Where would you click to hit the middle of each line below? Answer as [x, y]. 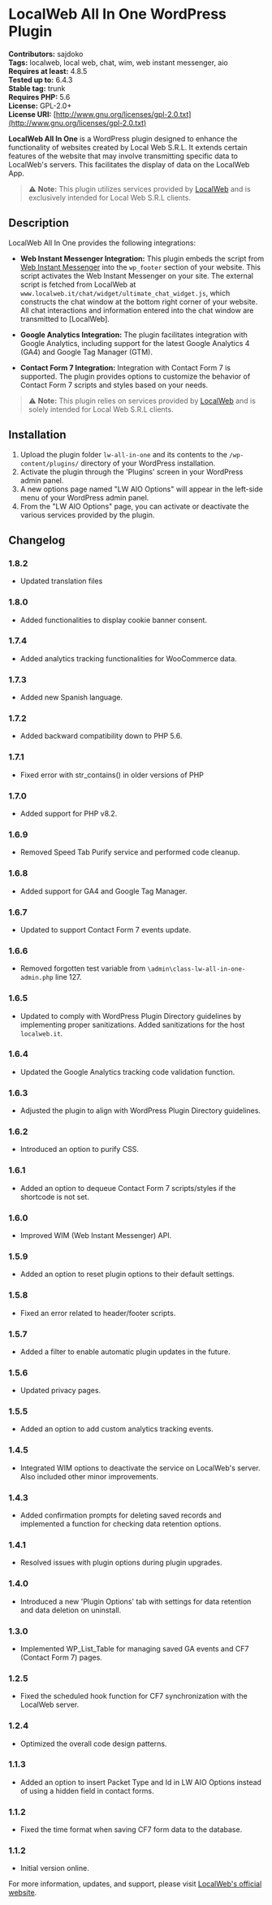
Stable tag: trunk [37, 88]
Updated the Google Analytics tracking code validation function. [127, 1072]
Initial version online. [54, 1868]
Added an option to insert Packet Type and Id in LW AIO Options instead [141, 1782]
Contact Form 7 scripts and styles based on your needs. [114, 385]
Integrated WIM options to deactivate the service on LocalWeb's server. [140, 1468]
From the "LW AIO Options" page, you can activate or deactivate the [134, 506]
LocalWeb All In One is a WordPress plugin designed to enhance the [123, 138]
